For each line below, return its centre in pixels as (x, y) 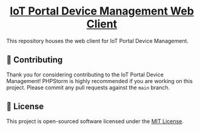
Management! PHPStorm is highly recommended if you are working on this (99, 81)
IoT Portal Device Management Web (102, 11)
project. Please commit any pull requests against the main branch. (88, 87)
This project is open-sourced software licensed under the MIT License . (95, 121)
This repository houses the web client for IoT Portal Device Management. (98, 41)
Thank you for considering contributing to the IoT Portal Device (85, 75)
